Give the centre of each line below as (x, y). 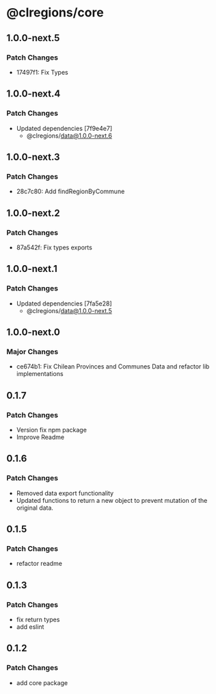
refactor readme (39, 564)
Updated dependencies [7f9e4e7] (64, 128)
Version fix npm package (51, 430)
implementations (40, 374)
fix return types (38, 620)
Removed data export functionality (65, 493)
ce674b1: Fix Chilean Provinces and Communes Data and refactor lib (113, 367)
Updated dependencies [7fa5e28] (64, 303)
